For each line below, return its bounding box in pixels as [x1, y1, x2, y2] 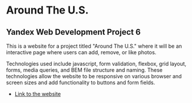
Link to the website [14, 91, 61, 97]
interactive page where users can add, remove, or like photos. [6, 49, 157, 56]
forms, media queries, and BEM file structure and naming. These [6, 67, 163, 74]
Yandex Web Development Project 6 [6, 27, 141, 37]
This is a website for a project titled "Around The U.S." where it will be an [6, 42, 183, 49]
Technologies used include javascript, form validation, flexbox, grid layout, [6, 60, 187, 67]
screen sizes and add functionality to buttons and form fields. [6, 79, 155, 86]
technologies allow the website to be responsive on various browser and [6, 73, 182, 79]
